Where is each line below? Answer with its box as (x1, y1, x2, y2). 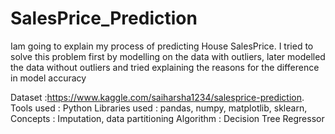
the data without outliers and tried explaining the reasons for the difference (10, 61, 320, 73)
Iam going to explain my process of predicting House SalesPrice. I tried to (10, 40, 314, 52)
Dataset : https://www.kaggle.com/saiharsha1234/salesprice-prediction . (10, 91, 305, 103)
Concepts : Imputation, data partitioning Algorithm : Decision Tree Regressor (10, 112, 325, 124)
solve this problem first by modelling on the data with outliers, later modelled (10, 50, 326, 62)
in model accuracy (10, 72, 87, 84)
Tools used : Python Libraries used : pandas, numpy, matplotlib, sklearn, (10, 102, 308, 114)
